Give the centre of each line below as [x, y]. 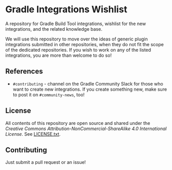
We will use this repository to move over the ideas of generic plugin [77, 39]
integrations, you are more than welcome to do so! [59, 55]
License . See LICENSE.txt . [33, 134]
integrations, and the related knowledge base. [54, 29]
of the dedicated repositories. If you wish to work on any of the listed [78, 50]
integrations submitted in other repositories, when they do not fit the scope [85, 44]
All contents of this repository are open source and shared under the [78, 123]
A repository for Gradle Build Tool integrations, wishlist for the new [76, 24]
